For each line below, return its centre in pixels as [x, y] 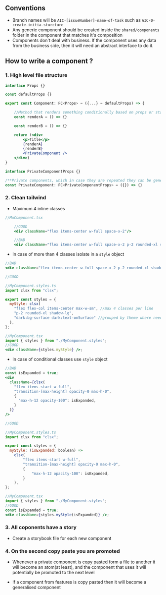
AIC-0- [148, 20]
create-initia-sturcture [38, 25]
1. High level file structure [36, 75]
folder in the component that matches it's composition [67, 35]
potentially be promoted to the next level [53, 573]
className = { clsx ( [27, 382]
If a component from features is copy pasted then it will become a [79, 582]
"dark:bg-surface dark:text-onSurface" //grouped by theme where [83, 318]
